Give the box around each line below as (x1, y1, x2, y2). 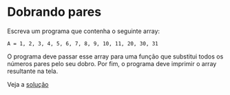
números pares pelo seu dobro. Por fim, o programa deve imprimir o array (7, 59, 217, 67)
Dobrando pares (7, 4, 102, 20)
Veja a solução (7, 80, 49, 88)
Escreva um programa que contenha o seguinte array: (7, 27, 160, 35)
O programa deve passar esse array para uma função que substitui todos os (7, 52, 224, 61)
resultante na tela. (7, 67, 59, 75)
